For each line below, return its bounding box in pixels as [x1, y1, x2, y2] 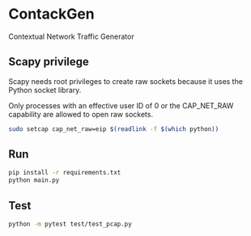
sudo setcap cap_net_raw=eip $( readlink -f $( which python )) [8, 124, 219, 133]
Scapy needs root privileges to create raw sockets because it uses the [8, 76, 243, 86]
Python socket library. [8, 85, 82, 95]
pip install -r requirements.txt [8, 169, 121, 177]
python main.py [8, 176, 60, 184]
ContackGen [8, 5, 95, 23]
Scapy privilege [8, 55, 89, 69]
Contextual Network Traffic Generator [8, 32, 135, 41]
